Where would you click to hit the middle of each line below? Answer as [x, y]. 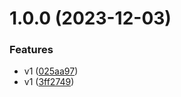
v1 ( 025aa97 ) [51, 71]
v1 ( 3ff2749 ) [49, 82]
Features [31, 50]
